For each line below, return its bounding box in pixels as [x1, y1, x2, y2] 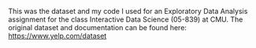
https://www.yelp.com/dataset [8, 31, 107, 40]
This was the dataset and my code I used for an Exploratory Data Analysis [8, 7, 248, 15]
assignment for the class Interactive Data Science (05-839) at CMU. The [8, 15, 243, 24]
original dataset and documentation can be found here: [8, 23, 187, 32]
